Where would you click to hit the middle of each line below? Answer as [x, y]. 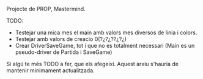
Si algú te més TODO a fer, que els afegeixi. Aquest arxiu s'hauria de [93, 64]
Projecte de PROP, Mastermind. [46, 9]
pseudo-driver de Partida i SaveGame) [64, 52]
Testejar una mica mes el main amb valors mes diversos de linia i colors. [106, 32]
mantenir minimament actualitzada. [50, 70]
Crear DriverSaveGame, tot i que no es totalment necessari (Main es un [105, 46]
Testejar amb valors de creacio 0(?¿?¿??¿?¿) [71, 39]
